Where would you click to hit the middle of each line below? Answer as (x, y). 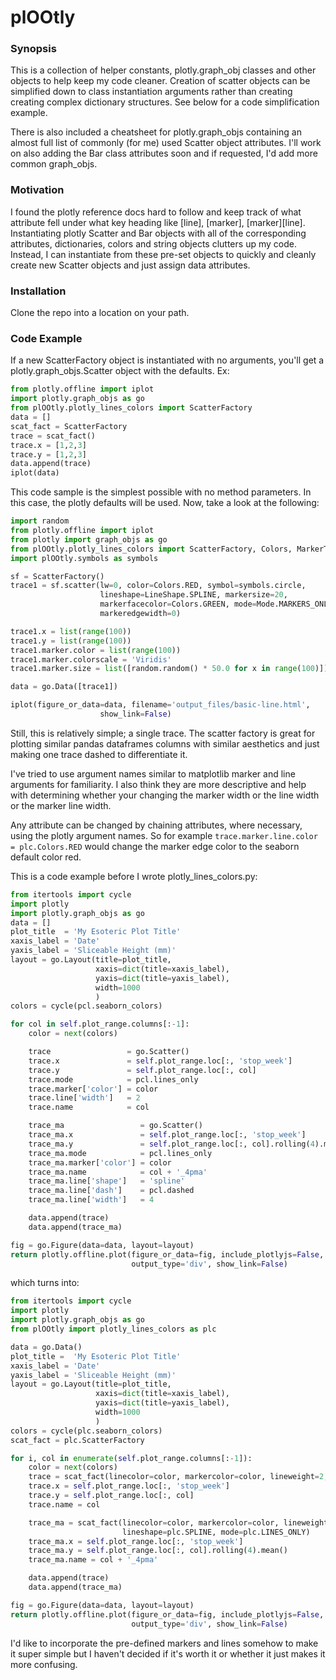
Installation (38, 291)
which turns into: (45, 1283)
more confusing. (44, 1664)
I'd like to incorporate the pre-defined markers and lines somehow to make (164, 1643)
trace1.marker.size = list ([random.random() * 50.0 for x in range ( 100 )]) (169, 669)
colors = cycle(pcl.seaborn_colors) (86, 1006)
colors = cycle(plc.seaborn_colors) (86, 1431)
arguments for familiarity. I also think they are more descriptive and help (158, 784)
